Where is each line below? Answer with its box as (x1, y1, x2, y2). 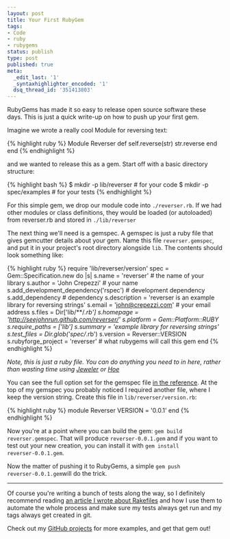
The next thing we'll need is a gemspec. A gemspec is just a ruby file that (7, 229, 214, 238)
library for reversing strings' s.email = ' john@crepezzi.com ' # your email (7, 301, 211, 309)
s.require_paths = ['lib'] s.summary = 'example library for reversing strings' (7, 323, 219, 331)
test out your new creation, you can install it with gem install (7, 441, 179, 450)
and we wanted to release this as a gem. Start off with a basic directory (7, 160, 208, 168)
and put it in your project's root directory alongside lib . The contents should (7, 244, 222, 252)
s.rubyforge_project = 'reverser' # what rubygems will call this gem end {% (7, 337, 219, 345)
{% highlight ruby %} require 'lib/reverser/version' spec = (7, 264, 170, 273)
